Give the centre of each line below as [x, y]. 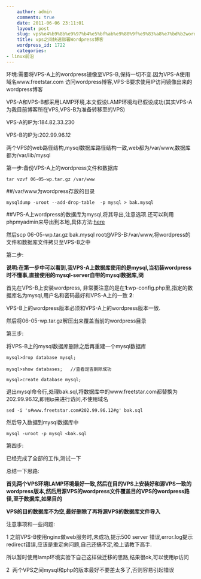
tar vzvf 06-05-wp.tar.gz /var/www [51, 179]
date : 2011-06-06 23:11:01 [51, 23]
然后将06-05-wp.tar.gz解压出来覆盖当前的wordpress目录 [76, 321]
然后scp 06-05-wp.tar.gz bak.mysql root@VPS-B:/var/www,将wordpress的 [98, 234]
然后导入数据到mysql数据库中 [42, 422]
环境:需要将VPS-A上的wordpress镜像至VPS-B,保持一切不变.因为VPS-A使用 [98, 74]
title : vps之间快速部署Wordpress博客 [60, 40]
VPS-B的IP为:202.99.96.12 [39, 135]
